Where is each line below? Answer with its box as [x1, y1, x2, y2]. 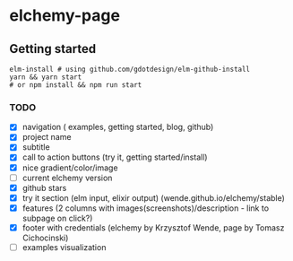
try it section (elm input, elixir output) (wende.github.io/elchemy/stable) [22, 192, 285, 203]
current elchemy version [22, 172, 113, 183]
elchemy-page [9, 5, 121, 26]
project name [22, 132, 72, 143]
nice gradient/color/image [22, 162, 118, 173]
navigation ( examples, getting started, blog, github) [22, 122, 214, 133]
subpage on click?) [22, 213, 93, 223]
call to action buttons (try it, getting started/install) [22, 152, 208, 162]
